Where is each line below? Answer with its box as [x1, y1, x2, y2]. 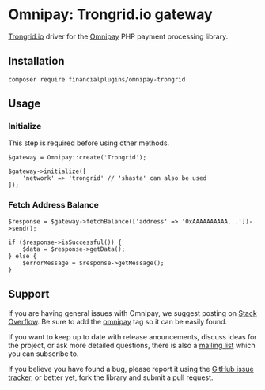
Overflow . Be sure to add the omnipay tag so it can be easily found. [8, 317, 228, 326]
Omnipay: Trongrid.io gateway [8, 6, 213, 24]
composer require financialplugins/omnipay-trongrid [8, 75, 186, 84]
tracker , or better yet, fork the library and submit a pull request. [8, 373, 214, 382]
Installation [8, 54, 65, 68]
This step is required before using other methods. [8, 138, 170, 148]
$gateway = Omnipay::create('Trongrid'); [8, 154, 147, 162]
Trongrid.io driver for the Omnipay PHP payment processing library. [8, 32, 229, 41]
